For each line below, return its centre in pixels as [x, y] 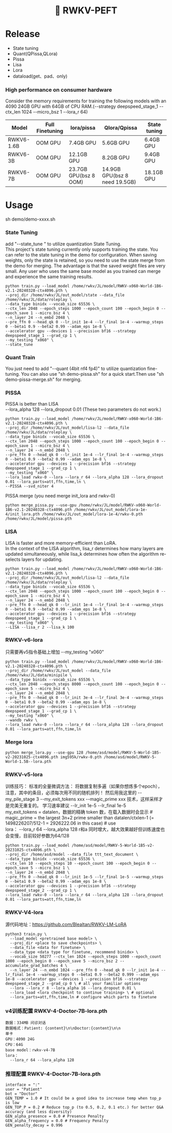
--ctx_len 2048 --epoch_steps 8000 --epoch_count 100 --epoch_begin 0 [82, 684]
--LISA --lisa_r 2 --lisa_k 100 [40, 627]
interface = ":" [23, 1085]
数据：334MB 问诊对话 [26, 1023]
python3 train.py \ [26, 934]
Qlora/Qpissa [121, 128]
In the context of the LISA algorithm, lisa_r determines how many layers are [84, 548]
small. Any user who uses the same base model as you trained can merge [83, 271]
